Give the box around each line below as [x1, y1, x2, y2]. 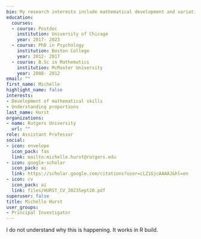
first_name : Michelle [6, 82, 60, 88]
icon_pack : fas [11, 148, 50, 154]
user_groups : [6, 204, 39, 210]
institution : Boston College [17, 48, 90, 54]
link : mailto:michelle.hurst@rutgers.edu [11, 154, 117, 160]
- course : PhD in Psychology [11, 43, 84, 49]
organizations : [6, 115, 44, 121]
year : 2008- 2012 [17, 70, 60, 76]
